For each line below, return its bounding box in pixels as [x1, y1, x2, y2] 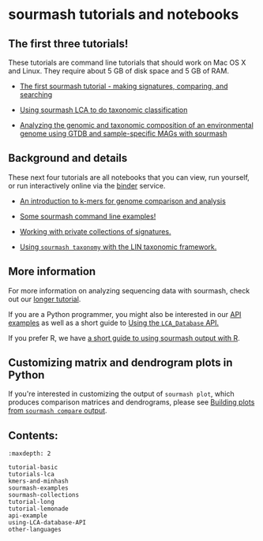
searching [19, 90, 53, 99]
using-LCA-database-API [8, 519, 87, 527]
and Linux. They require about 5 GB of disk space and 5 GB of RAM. [8, 66, 229, 76]
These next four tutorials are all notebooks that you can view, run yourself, [8, 172, 250, 182]
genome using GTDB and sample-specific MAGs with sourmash [19, 129, 227, 138]
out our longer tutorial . [8, 294, 81, 304]
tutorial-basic [8, 464, 58, 472]
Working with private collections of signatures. [19, 226, 171, 236]
